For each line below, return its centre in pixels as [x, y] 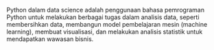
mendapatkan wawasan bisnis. [50, 39]
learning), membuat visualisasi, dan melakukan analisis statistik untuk [105, 32]
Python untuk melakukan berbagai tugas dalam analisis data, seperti [103, 17]
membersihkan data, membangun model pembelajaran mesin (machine [107, 24]
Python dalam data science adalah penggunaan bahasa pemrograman [106, 10]
